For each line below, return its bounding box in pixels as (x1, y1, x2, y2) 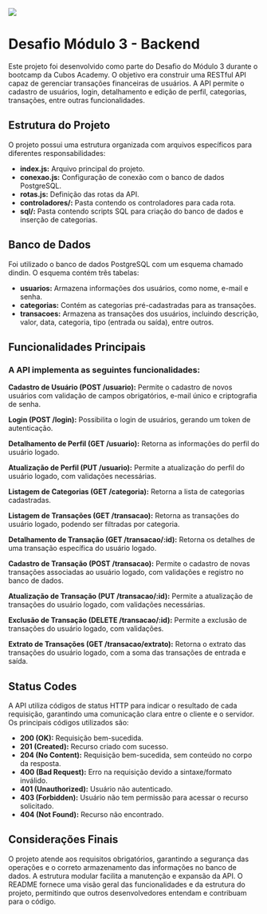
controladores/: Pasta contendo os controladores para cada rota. (19, 198, 236, 207)
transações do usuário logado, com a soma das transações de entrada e (8, 648, 246, 657)
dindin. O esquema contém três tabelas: (8, 268, 139, 277)
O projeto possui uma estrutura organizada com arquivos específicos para (8, 140, 253, 150)
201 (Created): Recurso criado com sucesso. (19, 742, 169, 752)
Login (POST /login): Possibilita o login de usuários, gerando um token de (8, 415, 251, 425)
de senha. (8, 400, 41, 409)
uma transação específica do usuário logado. (8, 544, 157, 553)
